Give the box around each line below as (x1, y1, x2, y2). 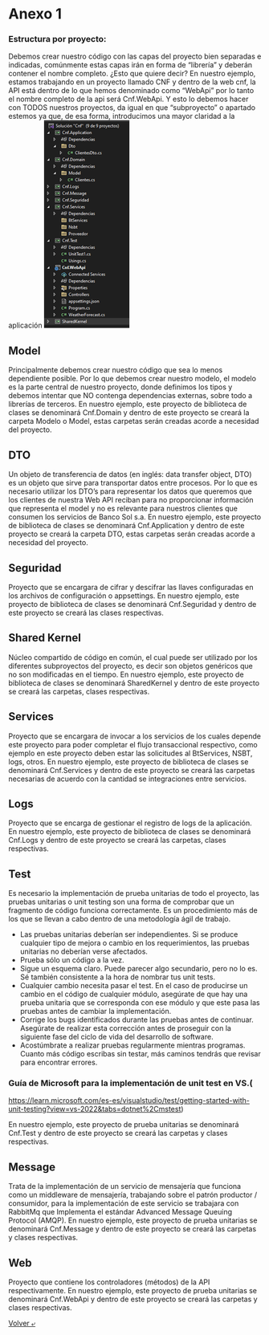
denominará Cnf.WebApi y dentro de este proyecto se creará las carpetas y (8, 1294, 259, 1304)
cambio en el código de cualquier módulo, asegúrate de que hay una (19, 989, 248, 999)
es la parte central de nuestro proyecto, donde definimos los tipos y (8, 382, 233, 392)
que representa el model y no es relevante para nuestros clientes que (8, 503, 238, 514)
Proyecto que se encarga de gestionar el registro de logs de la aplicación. (8, 818, 252, 828)
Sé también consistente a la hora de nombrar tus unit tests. (19, 972, 215, 982)
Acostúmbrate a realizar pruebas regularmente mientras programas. (19, 1040, 246, 1050)
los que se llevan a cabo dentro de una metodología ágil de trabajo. (8, 914, 231, 924)
